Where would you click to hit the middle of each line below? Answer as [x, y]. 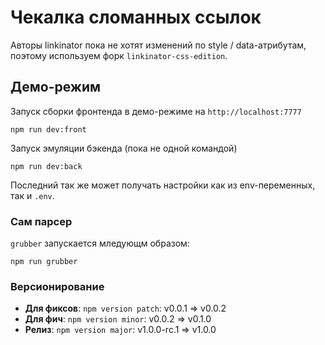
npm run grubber [44, 262]
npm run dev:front [48, 129]
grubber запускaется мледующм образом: [100, 243]
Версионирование [57, 286]
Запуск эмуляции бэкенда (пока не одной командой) [124, 148]
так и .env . [32, 195]
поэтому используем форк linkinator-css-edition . [119, 55]
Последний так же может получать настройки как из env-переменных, [163, 185]
